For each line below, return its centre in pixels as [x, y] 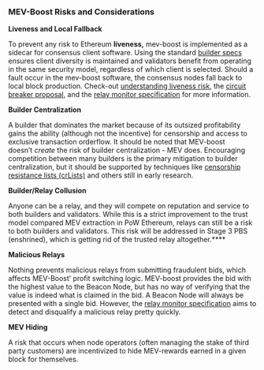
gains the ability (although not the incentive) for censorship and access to [128, 133]
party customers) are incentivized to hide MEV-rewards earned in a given [127, 351]
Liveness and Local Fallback [55, 29]
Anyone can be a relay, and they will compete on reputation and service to [129, 206]
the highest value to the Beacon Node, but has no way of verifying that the [129, 287]
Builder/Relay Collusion [47, 191]
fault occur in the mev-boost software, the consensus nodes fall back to [125, 78]
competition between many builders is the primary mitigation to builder [123, 159]
